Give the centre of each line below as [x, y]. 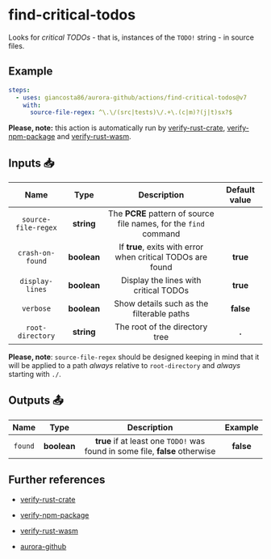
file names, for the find [161, 224]
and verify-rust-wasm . [94, 137]
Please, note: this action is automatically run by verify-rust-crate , [117, 128]
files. [17, 45]
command [161, 234]
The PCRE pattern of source [161, 214]
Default [240, 190]
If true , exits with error [161, 247]
